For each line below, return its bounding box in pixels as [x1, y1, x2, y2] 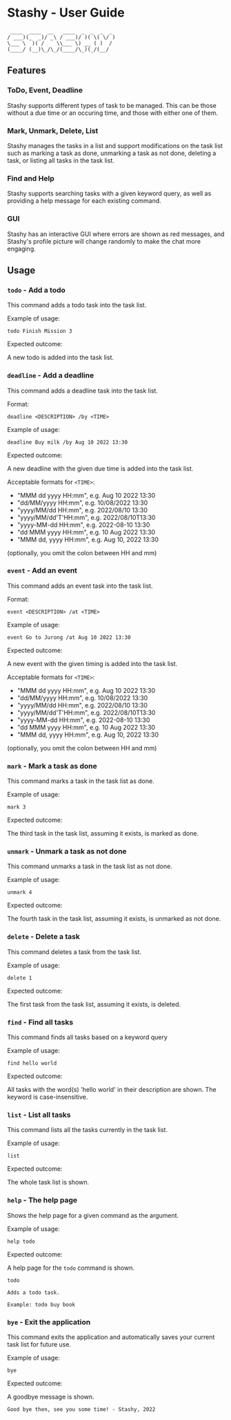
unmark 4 [7, 889, 32, 896]
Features [7, 64, 46, 77]
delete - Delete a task [7, 932, 81, 942]
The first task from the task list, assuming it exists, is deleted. [7, 1000, 181, 1008]
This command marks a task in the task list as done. [7, 777, 154, 785]
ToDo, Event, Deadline [7, 85, 83, 95]
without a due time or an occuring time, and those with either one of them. [7, 109, 219, 117]
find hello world [7, 1059, 57, 1067]
